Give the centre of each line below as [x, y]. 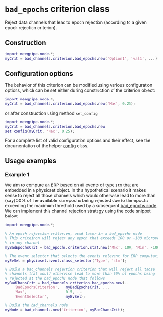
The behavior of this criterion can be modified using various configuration [79, 85]
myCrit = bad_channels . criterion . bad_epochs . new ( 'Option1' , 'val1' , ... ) [81, 58]
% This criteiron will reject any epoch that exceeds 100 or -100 [73, 238]
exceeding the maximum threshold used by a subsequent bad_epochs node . [81, 206]
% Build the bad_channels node [37, 305]
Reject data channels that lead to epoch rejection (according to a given [76, 22]
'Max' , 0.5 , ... [49, 292]
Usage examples [31, 161]
